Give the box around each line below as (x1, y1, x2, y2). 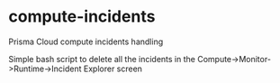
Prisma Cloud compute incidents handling (8, 36, 164, 47)
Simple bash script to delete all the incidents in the (8, 53, 195, 64)
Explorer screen (83, 63, 143, 74)
